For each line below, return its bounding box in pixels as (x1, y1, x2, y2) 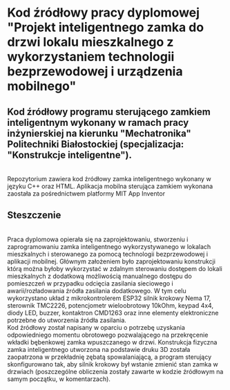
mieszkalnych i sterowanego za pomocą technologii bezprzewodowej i (7, 250, 209, 258)
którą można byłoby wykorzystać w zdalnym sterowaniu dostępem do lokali (7, 264, 222, 272)
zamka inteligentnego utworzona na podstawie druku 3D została (7, 345, 191, 353)
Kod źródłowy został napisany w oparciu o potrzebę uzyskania (7, 323, 185, 331)
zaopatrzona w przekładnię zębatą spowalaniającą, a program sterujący (7, 353, 212, 361)
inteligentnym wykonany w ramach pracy (7, 116, 189, 129)
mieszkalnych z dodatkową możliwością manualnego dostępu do (7, 272, 192, 280)
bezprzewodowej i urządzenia (7, 64, 183, 80)
